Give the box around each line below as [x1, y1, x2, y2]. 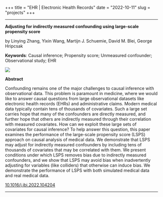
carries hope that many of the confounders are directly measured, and [5, 111, 146, 117]
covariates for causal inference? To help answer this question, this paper [5, 127, 150, 132]
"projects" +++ [5, 10, 35, 15]
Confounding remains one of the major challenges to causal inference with [5, 85, 154, 91]
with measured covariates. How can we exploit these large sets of [5, 121, 137, 127]
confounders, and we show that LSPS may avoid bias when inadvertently [5, 157, 151, 163]
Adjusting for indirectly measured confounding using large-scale [5, 24, 139, 29]
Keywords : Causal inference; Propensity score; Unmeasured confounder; [5, 53, 152, 58]
